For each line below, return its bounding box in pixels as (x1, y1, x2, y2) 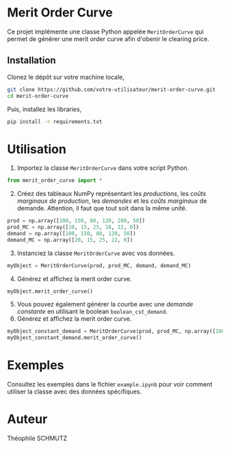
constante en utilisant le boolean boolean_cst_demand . (16, 307, 168, 316)
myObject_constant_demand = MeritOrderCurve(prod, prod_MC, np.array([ (7, 328, 216, 335)
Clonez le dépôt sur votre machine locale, (7, 73, 125, 81)
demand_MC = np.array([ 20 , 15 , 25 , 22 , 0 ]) (7, 236, 133, 243)
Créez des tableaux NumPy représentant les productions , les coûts (16, 190, 207, 198)
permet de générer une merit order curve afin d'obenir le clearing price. (7, 34, 210, 43)
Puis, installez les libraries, (7, 105, 82, 113)
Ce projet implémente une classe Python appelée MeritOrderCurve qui (7, 27, 204, 36)
